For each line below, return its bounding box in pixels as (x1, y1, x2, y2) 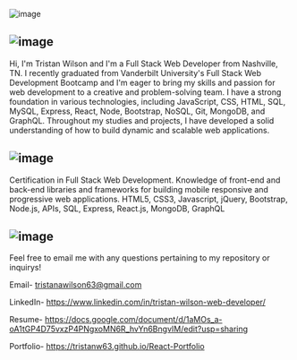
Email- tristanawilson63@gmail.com (9, 279, 142, 290)
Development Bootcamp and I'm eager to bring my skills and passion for (9, 77, 276, 88)
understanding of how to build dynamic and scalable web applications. (9, 124, 270, 135)
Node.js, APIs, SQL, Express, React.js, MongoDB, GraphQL (9, 202, 225, 214)
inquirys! (9, 262, 42, 273)
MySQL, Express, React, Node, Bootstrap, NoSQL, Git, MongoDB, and (9, 106, 266, 116)
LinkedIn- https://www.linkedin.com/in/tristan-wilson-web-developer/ (9, 296, 266, 308)
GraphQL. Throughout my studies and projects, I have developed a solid (9, 115, 275, 125)
